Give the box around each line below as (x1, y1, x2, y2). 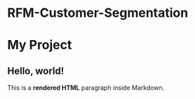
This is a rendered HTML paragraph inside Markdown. (7, 84, 165, 92)
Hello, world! (7, 65, 65, 77)
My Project (7, 37, 72, 53)
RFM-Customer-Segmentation (7, 5, 189, 21)
